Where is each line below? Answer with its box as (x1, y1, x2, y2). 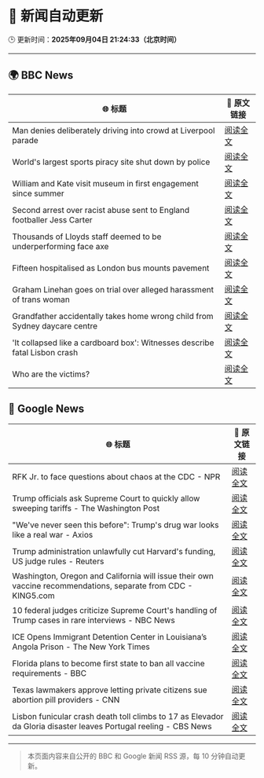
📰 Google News (8, 402, 85, 416)
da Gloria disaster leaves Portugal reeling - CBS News (12, 721, 212, 732)
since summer (12, 188, 64, 199)
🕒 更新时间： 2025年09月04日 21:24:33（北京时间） (8, 35, 181, 44)
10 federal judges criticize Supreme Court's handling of (12, 604, 218, 615)
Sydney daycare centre (12, 320, 98, 331)
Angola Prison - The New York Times (12, 641, 151, 652)
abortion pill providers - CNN (12, 694, 120, 705)
